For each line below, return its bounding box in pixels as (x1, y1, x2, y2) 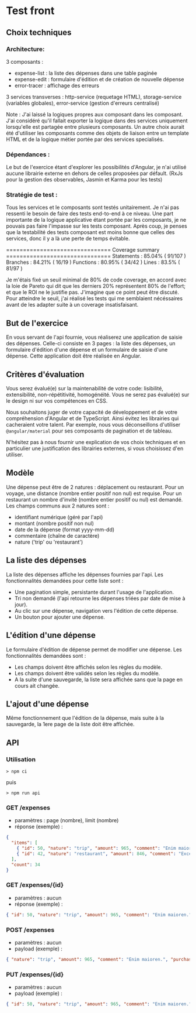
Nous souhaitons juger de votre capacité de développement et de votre (6, 408, 178, 416)
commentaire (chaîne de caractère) (14, 532, 100, 539)
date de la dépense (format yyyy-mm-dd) (14, 526, 115, 533)
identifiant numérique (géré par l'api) (14, 513, 103, 520)
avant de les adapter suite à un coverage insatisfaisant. (6, 301, 139, 308)
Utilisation (6, 755, 36, 763)
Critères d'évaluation (6, 369, 85, 379)
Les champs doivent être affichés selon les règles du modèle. (14, 663, 162, 671)
